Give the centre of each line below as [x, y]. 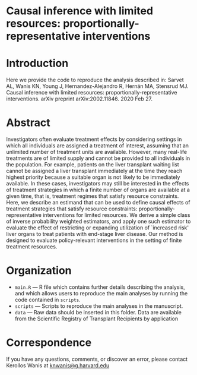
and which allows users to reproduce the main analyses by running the [101, 293]
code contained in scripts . [48, 300]
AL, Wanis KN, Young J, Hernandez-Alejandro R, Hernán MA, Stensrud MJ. [97, 86]
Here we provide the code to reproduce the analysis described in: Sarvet [95, 80]
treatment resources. [32, 247]
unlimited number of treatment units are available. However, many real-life [97, 152]
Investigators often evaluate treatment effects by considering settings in [94, 139]
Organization [39, 271]
